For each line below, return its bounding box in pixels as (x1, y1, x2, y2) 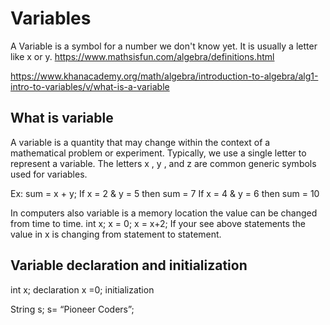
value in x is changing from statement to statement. (10, 228, 222, 240)
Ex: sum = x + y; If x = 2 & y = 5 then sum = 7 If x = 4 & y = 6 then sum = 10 (10, 187, 320, 199)
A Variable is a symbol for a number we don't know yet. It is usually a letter (10, 40, 318, 52)
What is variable (10, 110, 114, 127)
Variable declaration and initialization (10, 257, 248, 274)
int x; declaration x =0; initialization (10, 283, 155, 296)
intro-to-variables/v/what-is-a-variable (10, 80, 170, 92)
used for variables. (10, 168, 88, 180)
